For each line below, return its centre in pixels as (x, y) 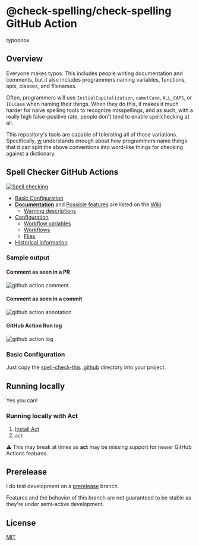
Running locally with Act (42, 416)
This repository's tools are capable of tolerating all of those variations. (92, 134)
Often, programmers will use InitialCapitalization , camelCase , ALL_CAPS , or (99, 97)
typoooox (18, 40)
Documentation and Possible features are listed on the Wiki (88, 204)
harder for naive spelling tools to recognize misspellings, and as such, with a (99, 110)
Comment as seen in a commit (44, 299)
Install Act (27, 429)
